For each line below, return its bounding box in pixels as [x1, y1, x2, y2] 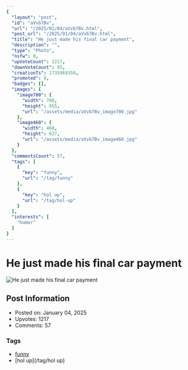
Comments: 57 [14, 322, 51, 329]
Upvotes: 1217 [14, 316, 50, 323]
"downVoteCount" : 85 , [11, 64, 66, 70]
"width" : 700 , [21, 97, 58, 103]
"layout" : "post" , [11, 14, 58, 20]
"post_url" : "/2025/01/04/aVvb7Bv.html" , [11, 31, 116, 37]
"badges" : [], [11, 81, 47, 87]
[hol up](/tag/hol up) [14, 356, 65, 364]
